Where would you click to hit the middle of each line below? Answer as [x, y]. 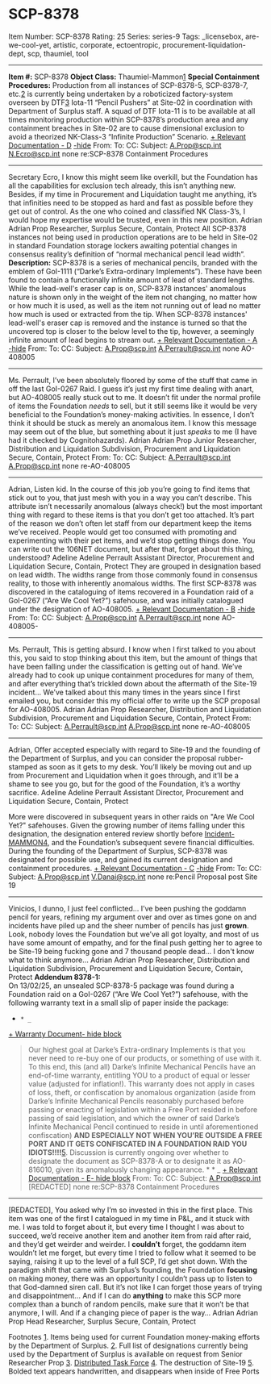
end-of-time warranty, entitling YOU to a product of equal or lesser [139, 1075]
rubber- [230, 758]
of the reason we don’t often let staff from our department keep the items [130, 523]
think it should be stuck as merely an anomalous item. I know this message [132, 423]
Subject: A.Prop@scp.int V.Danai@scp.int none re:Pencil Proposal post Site [133, 877]
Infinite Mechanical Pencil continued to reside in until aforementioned [143, 1127]
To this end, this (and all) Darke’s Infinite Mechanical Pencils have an [142, 1066]
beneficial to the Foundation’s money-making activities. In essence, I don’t [131, 414]
